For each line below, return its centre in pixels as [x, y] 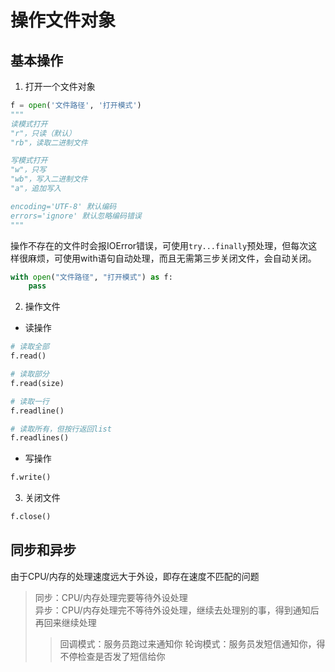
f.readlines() [40, 438]
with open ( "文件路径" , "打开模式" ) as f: [91, 277]
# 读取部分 [30, 374]
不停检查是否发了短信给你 [112, 656]
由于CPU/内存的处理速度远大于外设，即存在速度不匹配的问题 [135, 576]
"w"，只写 [28, 170]
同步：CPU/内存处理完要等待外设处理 [111, 597]
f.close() [31, 517]
